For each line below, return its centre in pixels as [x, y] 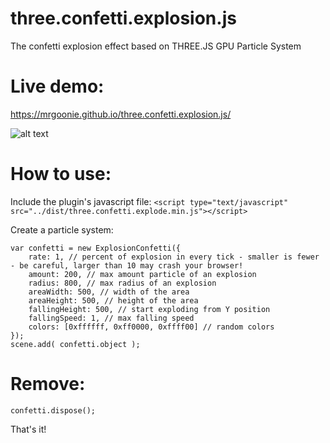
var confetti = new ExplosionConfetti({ [96, 248]
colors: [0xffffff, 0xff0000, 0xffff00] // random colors [151, 327]
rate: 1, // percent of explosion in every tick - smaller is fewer [174, 257]
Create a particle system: [62, 229]
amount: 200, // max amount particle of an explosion [142, 274]
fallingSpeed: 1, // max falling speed [111, 318]
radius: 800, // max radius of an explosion [122, 283]
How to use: [61, 174]
